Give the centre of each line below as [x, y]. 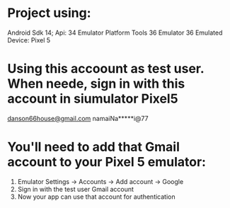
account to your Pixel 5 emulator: [107, 162]
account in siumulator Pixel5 [93, 99]
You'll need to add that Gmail [94, 147]
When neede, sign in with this [96, 84]
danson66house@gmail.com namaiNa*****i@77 [78, 118]
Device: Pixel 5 [29, 40]
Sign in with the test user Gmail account [76, 189]
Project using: [49, 13]
